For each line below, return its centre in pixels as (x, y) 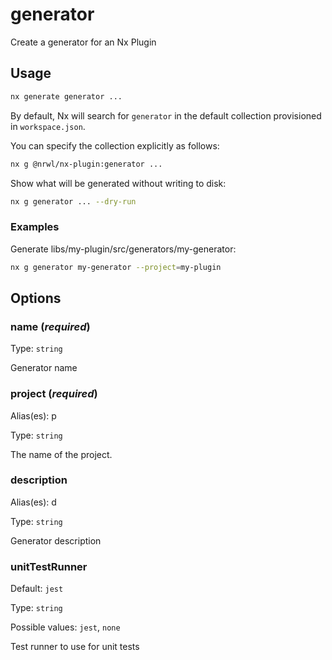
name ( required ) (50, 326)
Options (36, 298)
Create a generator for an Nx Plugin (83, 42)
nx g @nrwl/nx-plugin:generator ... (86, 164)
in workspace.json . (48, 126)
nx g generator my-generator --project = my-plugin (116, 267)
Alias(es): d (33, 502)
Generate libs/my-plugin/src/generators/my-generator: (123, 249)
